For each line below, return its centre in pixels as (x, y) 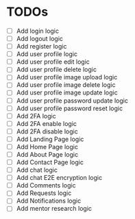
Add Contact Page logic (50, 162)
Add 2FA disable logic (47, 131)
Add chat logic (37, 170)
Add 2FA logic (36, 116)
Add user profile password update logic (72, 101)
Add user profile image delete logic (66, 85)
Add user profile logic (47, 54)
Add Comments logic (46, 185)
